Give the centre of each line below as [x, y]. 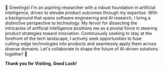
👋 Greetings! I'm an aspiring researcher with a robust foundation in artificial [80, 8]
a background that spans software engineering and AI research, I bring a [78, 18]
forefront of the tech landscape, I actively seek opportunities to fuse [73, 38]
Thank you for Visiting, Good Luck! [41, 63]
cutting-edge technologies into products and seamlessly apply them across [81, 44]
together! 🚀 [16, 54]
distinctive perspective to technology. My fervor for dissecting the [71, 23]
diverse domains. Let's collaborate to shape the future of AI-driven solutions [81, 49]
